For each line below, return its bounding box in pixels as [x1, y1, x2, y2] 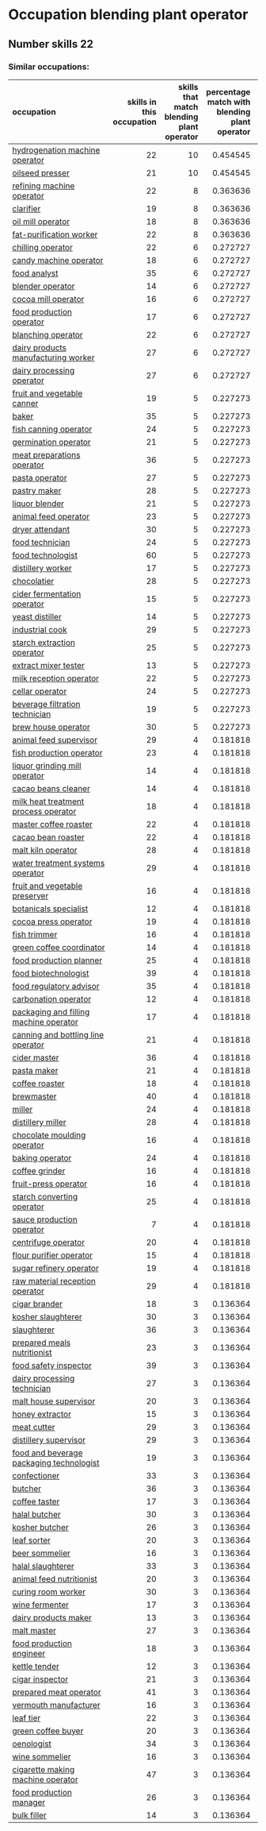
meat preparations [12, 449, 81, 460]
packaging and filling [12, 1006, 90, 1018]
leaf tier [12, 1712, 41, 1723]
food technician [12, 536, 70, 547]
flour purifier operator [12, 1250, 93, 1261]
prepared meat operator [12, 1686, 101, 1698]
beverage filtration [12, 698, 81, 709]
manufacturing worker [12, 352, 95, 363]
